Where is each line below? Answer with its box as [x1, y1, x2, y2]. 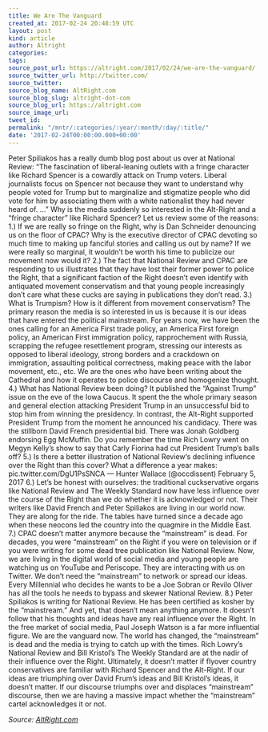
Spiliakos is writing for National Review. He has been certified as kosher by [8, 596, 254, 606]
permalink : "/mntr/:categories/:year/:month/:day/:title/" [8, 124, 210, 132]
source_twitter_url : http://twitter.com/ [8, 71, 149, 79]
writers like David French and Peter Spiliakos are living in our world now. [8, 502, 246, 512]
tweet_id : [8, 116, 42, 124]
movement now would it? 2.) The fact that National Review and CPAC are [8, 255, 248, 265]
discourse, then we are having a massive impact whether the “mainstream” [8, 690, 256, 700]
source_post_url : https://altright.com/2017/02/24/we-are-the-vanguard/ [8, 64, 256, 72]
